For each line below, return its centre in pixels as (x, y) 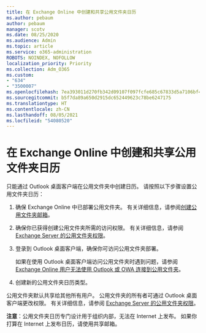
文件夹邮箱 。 (37, 215)
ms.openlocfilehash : (33, 92)
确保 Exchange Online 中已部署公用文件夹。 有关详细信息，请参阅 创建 (103, 207)
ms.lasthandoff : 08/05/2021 (42, 115)
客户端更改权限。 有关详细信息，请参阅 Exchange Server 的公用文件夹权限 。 (103, 303)
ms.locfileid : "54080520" (39, 120)
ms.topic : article (30, 47)
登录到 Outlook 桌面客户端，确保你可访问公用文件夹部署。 (89, 249)
